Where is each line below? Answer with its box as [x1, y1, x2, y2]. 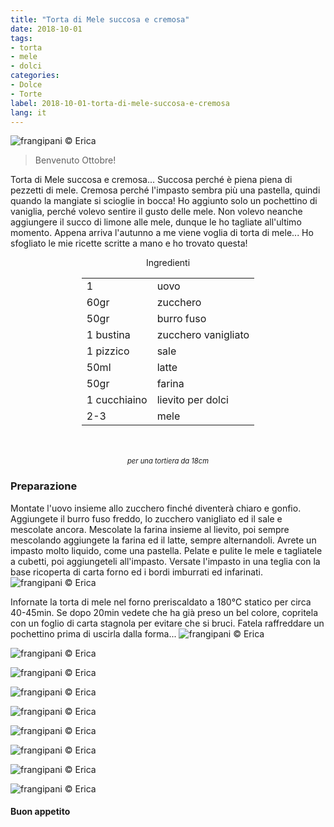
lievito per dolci [156, 393, 229, 407]
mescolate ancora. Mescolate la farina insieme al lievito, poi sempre [10, 523, 290, 535]
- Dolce [10, 80, 43, 90]
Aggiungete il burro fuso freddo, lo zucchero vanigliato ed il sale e [10, 512, 283, 525]
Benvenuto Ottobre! [34, 154, 117, 166]
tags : [10, 33, 33, 43]
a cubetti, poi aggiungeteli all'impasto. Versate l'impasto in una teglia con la [10, 555, 321, 567]
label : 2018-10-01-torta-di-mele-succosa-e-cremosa [10, 98, 230, 108]
